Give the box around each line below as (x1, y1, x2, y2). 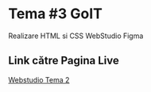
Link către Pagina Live (8, 54, 119, 67)
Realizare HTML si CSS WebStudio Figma (8, 31, 144, 40)
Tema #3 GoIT (8, 5, 103, 23)
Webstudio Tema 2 (8, 75, 70, 84)
